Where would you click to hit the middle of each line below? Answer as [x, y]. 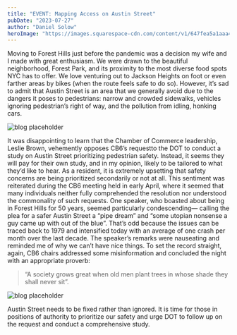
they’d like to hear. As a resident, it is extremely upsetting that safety [107, 171]
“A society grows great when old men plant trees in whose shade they [126, 274]
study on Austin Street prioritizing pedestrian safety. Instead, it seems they [116, 156]
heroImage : [23, 33]
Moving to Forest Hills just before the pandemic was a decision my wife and [117, 54]
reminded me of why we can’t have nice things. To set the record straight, [115, 246]
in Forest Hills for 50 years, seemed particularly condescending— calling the [119, 208]
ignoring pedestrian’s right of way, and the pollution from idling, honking [112, 106]
